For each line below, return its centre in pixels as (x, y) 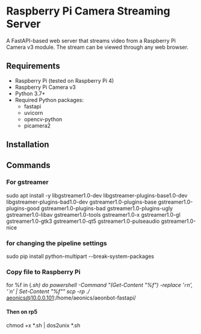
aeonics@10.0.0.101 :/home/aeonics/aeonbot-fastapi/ (71, 298)
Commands (29, 165)
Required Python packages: (49, 100)
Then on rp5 (22, 312)
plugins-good (23, 208)
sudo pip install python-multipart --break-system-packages (80, 256)
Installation (28, 145)
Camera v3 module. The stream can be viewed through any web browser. (97, 47)
